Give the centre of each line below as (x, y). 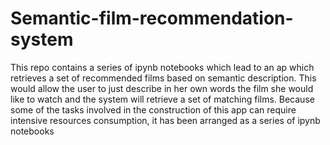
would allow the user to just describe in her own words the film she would (162, 88)
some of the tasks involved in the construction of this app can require (153, 109)
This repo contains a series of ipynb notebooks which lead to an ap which (162, 67)
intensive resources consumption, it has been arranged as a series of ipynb (165, 120)
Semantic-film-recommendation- (152, 18)
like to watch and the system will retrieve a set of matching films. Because (162, 99)
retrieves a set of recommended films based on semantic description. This (163, 78)
